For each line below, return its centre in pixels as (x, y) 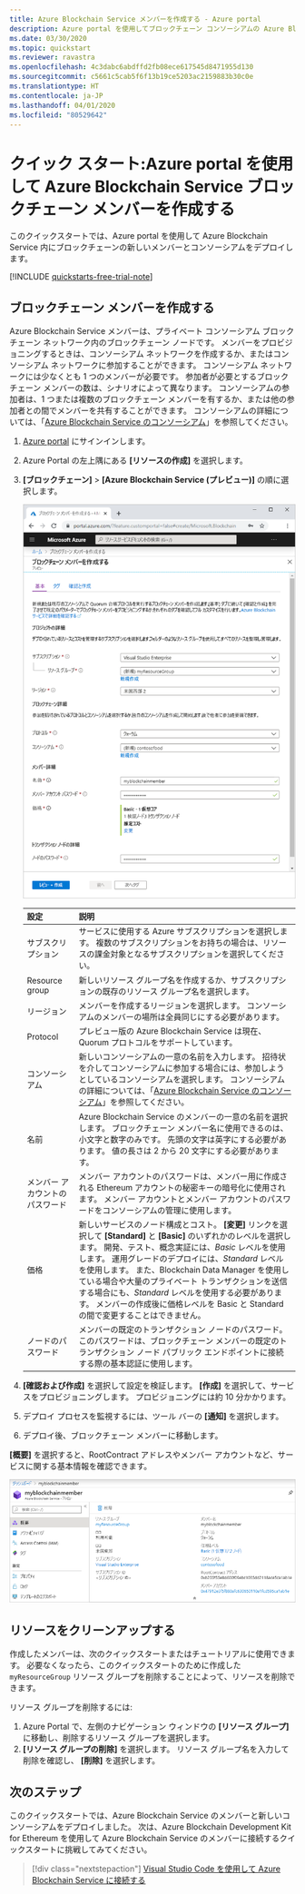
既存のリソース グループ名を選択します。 (178, 991)
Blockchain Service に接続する (89, 1880)
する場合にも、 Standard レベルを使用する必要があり (177, 1292)
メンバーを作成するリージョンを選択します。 (162, 1005)
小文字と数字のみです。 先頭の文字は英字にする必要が (179, 1139)
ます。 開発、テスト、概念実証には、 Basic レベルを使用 (182, 1247)
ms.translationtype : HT (54, 86)
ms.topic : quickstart (50, 48)
